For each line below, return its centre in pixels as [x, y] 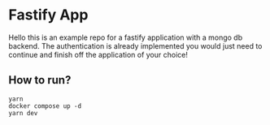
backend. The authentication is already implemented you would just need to [135, 45]
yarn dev [23, 113]
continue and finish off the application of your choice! [98, 54]
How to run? [40, 80]
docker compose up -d [45, 106]
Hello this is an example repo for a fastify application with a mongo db [125, 37]
